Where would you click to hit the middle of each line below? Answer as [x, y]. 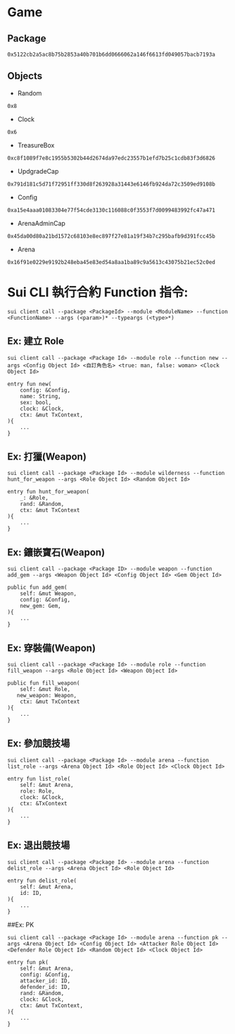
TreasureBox [36, 145]
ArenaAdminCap [41, 223]
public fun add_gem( [38, 588]
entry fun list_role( [39, 778]
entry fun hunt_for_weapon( [49, 492]
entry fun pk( [28, 962]
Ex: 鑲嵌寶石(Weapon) [56, 552]
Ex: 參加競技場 [39, 744]
